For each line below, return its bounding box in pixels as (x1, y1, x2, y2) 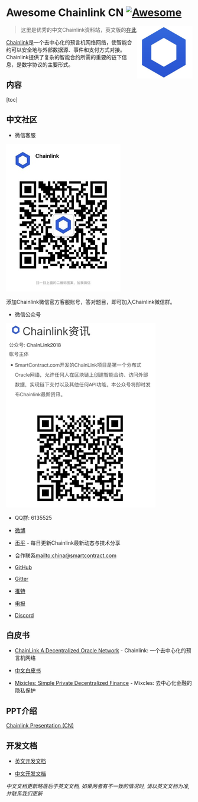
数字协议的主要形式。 (21, 61, 74, 68)
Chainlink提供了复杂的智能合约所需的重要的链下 (6, 53, 122, 60)
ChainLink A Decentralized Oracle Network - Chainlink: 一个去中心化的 (14, 647, 186, 654)
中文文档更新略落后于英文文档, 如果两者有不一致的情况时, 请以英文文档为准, (6, 782, 190, 790)
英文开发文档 (14, 758, 46, 764)
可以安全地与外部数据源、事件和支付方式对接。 (11, 46, 125, 53)
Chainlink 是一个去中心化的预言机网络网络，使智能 (6, 38, 127, 46)
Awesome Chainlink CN (6, 6, 124, 20)
